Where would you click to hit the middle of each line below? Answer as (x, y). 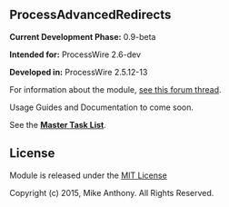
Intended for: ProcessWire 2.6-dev (75, 54)
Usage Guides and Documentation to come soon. (101, 107)
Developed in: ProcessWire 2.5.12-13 (79, 72)
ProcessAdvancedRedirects (90, 15)
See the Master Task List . (58, 124)
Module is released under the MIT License (89, 175)
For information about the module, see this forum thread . (115, 89)
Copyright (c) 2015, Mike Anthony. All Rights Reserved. (112, 192)
